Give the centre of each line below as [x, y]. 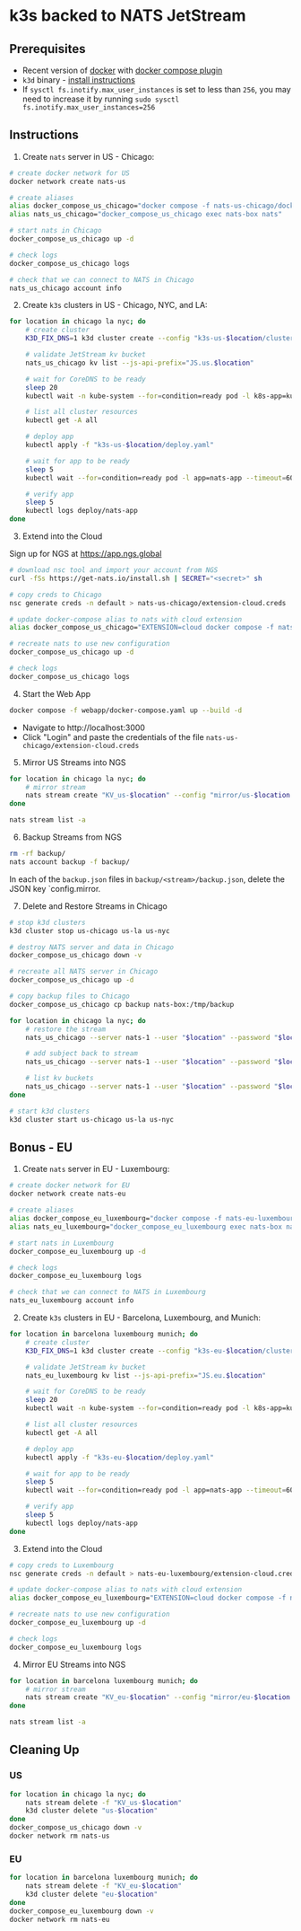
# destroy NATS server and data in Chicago [92, 947]
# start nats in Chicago [56, 231]
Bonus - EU [41, 1147]
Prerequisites [47, 49]
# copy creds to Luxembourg [62, 1565]
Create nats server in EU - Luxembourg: [96, 1169]
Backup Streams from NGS [72, 837]
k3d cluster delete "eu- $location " [92, 1894]
